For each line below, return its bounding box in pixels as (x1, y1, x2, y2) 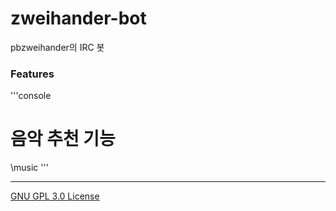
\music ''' (10, 162, 49, 174)
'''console (10, 90, 52, 102)
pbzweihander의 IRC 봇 (10, 41, 105, 53)
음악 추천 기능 (10, 128, 116, 151)
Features (10, 67, 55, 81)
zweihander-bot (10, 7, 147, 30)
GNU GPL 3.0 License (10, 190, 100, 202)
